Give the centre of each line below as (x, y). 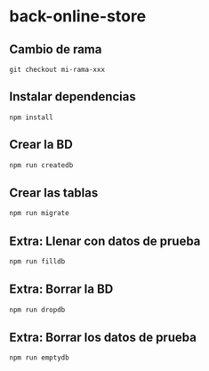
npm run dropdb (37, 310)
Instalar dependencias (72, 97)
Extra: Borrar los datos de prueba (103, 337)
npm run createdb (41, 165)
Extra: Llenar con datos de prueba (105, 241)
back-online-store (78, 16)
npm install (31, 117)
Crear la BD (41, 145)
